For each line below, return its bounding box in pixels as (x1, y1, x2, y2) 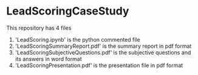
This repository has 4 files (6, 24, 72, 31)
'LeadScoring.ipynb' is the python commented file (15, 36, 141, 43)
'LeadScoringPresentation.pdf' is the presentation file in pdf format (15, 62, 183, 69)
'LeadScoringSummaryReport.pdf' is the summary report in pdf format (15, 42, 192, 50)
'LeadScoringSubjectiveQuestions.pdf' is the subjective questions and (15, 48, 191, 56)
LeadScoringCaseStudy (6, 4, 129, 18)
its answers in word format (15, 55, 82, 62)
